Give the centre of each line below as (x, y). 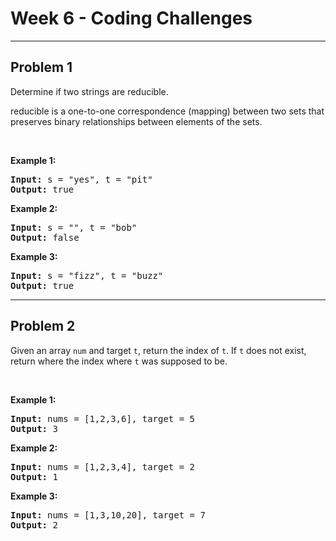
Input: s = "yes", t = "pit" (81, 179)
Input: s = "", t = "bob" (74, 227)
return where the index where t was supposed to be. (119, 361)
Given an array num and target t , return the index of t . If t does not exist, (158, 350)
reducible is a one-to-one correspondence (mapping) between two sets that (167, 111)
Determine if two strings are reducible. (89, 91)
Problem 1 (41, 67)
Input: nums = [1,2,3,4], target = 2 (103, 466)
